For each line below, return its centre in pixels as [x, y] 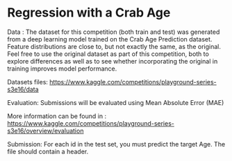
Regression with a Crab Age [89, 13]
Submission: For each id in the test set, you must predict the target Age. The [116, 144]
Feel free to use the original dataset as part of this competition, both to [108, 54]
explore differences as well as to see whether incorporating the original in [113, 61]
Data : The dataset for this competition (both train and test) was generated [114, 32]
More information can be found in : [57, 116]
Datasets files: [28, 82]
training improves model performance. [62, 68]
